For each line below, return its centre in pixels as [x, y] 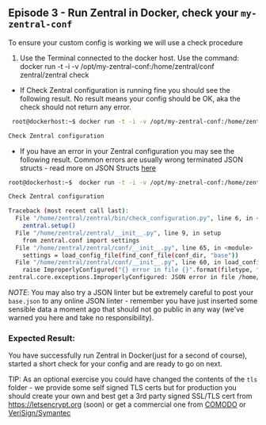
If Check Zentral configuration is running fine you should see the [125, 90]
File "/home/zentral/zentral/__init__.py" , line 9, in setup [118, 233]
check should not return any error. [76, 107]
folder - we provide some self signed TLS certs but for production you [123, 388]
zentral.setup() [49, 226]
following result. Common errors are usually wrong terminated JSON [131, 159]
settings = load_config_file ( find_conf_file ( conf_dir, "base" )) [131, 255]
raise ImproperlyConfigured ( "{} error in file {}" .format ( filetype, [138, 270]
